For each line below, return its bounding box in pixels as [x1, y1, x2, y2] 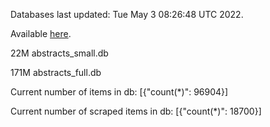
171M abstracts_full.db [10, 67, 102, 78]
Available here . [10, 28, 72, 39]
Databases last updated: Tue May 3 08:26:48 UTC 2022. [10, 9, 244, 20]
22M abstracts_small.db [10, 47, 109, 59]
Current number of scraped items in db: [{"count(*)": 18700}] [10, 105, 262, 117]
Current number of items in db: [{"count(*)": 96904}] [10, 86, 229, 98]
